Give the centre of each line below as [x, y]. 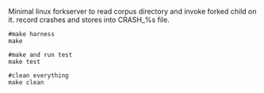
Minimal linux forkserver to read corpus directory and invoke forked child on [132, 11]
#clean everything [38, 76]
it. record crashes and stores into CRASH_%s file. [89, 20]
